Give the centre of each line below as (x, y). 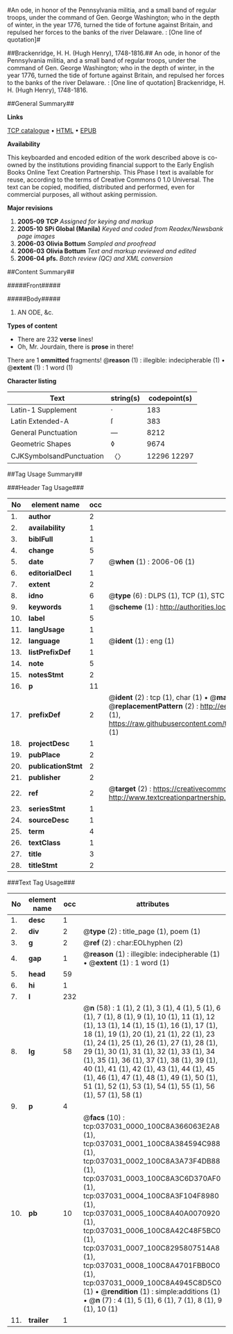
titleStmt (43, 865)
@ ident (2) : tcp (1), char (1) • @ (163, 697)
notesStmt (46, 675)
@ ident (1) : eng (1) (141, 641)
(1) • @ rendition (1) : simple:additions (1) (152, 1292)
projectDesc (49, 744)
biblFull (41, 539)
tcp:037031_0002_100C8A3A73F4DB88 (152, 1161)
